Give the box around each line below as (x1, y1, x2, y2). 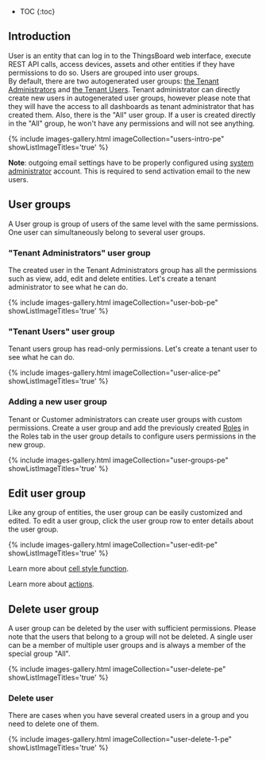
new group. (8, 439, 46, 449)
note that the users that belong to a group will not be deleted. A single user (8, 632, 253, 641)
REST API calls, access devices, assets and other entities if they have (8, 59, 236, 68)
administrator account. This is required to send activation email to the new (8, 166, 251, 176)
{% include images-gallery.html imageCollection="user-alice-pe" (8, 368, 221, 377)
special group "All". (8, 649, 71, 659)
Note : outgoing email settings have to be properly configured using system (8, 158, 254, 167)
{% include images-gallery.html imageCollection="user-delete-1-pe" (8, 735, 233, 744)
